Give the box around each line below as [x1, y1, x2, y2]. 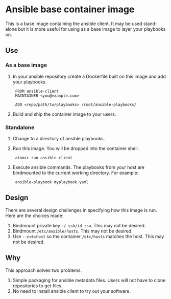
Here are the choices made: [5, 212, 64, 219]
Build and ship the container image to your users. [12, 111, 116, 117]
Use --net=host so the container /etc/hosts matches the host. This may [12, 233, 164, 239]
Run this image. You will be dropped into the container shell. [12, 145, 139, 152]
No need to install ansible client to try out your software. [12, 288, 131, 294]
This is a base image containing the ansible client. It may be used [5, 20, 142, 27]
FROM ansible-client [15, 89, 59, 94]
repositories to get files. [12, 283, 63, 289]
